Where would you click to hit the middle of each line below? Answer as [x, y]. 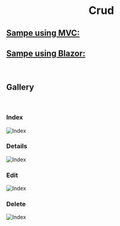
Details [17, 146]
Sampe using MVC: [43, 33]
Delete [16, 204]
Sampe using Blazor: [46, 53]
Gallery [20, 87]
